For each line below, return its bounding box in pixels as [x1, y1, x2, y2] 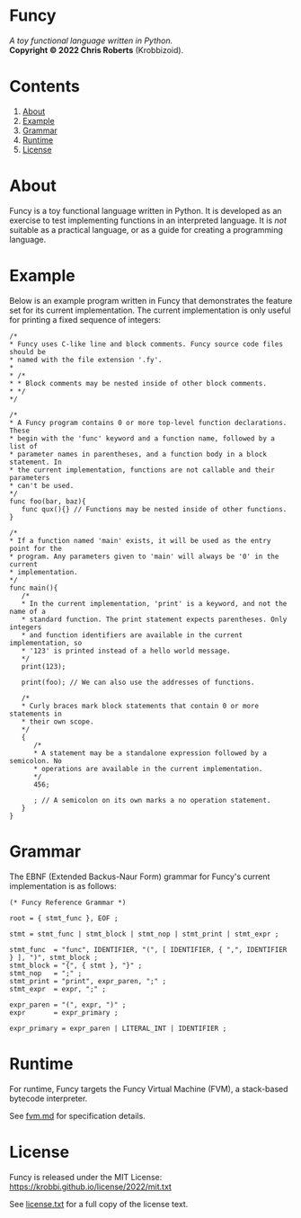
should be [9, 347, 47, 356]
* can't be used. [9, 481, 75, 490]
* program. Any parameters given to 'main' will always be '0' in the [9, 552, 279, 561]
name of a [9, 607, 47, 616]
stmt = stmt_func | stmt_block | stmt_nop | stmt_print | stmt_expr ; [9, 929, 279, 938]
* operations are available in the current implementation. [32, 764, 263, 773]
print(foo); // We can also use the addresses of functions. [21, 678, 255, 687]
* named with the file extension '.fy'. [9, 355, 164, 364]
